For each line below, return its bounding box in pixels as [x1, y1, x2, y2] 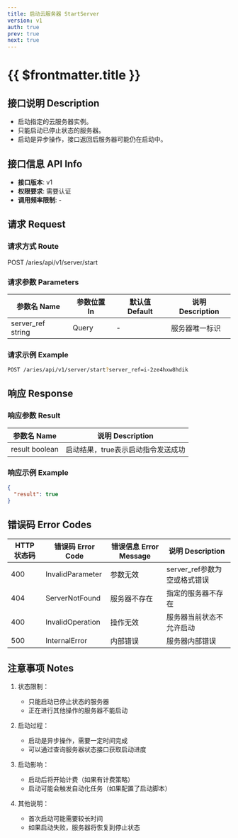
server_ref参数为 [166, 564, 222, 574]
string [11, 327, 30, 337]
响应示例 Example [7, 467, 69, 477]
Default [127, 306, 154, 316]
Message [119, 551, 151, 561]
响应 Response [7, 388, 74, 400]
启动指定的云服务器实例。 [17, 118, 93, 126]
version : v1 [7, 17, 42, 24]
